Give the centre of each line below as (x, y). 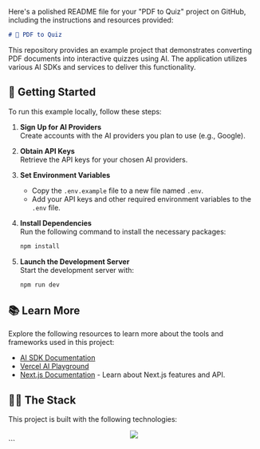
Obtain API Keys (47, 150)
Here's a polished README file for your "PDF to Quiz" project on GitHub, (127, 12)
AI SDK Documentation (57, 358)
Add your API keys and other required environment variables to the (141, 198)
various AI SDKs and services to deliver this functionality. (102, 66)
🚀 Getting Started (52, 92)
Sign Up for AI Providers (61, 126)
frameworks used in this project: (61, 343)
